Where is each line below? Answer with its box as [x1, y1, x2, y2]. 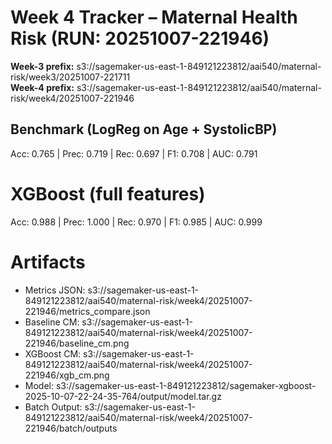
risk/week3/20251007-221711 [10, 71, 131, 83]
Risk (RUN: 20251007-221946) [10, 27, 270, 50]
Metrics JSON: [24, 284, 86, 296]
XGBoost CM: [24, 347, 82, 360]
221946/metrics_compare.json [24, 305, 151, 317]
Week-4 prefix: [10, 81, 75, 93]
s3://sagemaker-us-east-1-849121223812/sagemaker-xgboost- [55, 379, 317, 391]
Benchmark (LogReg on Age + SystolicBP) [10, 121, 278, 138]
